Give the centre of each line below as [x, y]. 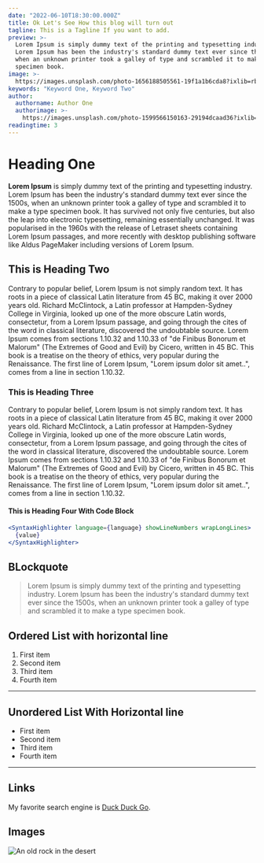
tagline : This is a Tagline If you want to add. [89, 30]
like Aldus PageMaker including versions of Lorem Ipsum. [101, 244]
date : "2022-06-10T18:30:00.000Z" [65, 15]
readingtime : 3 [33, 125]
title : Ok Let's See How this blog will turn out [91, 23]
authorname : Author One [54, 103]
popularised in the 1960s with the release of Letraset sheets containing [123, 228]
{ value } [28, 535]
